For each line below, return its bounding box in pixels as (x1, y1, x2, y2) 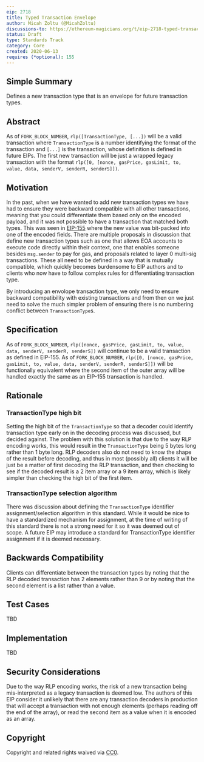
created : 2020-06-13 (6, 49, 59, 55)
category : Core (6, 43, 45, 49)
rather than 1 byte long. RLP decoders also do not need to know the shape (6, 448, 192, 456)
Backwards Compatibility (6, 553, 104, 563)
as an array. (6, 715, 36, 723)
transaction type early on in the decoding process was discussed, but (6, 429, 181, 436)
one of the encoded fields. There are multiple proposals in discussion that (6, 231, 191, 238)
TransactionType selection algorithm (6, 489, 117, 497)
